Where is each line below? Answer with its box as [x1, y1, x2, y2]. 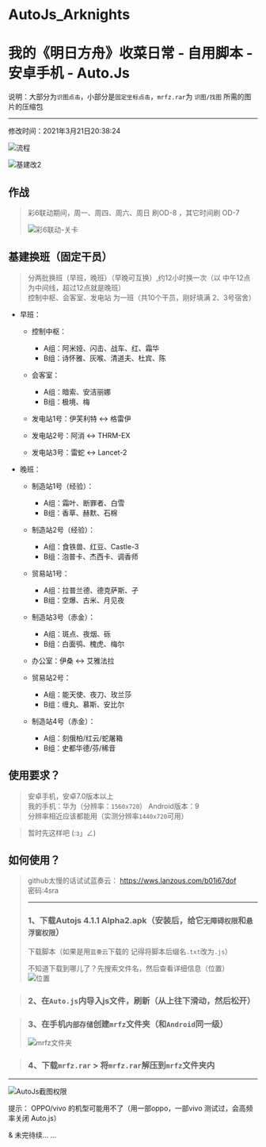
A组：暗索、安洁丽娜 [43, 387, 112, 396]
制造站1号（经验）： [31, 481, 94, 491]
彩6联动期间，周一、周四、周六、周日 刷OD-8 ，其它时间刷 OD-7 [27, 208, 240, 217]
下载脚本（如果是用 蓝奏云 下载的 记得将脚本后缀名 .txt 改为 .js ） [27, 946, 232, 956]
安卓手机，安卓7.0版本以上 [27, 791, 114, 801]
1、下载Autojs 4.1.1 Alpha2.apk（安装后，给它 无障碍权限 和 [27, 915, 247, 926]
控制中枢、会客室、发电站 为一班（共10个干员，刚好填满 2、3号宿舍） [27, 292, 256, 302]
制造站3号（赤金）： [31, 612, 96, 622]
